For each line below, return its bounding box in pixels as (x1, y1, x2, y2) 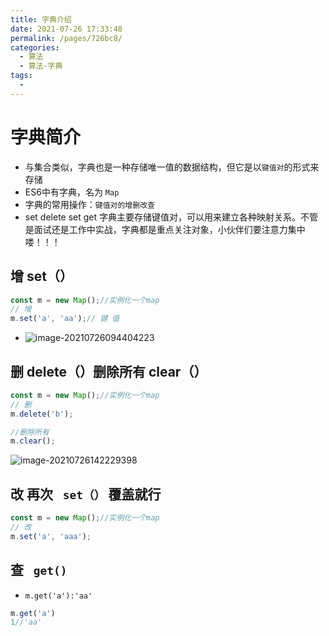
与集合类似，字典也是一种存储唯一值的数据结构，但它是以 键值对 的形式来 (24, 161, 320, 173)
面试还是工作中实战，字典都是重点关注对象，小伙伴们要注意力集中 (33, 223, 306, 235)
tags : (10, 71, 33, 81)
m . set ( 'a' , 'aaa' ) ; (10, 531, 92, 541)
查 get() (10, 562, 68, 579)
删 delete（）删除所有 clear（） (10, 363, 208, 380)
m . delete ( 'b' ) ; (10, 409, 74, 419)
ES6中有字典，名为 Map (24, 186, 120, 198)
